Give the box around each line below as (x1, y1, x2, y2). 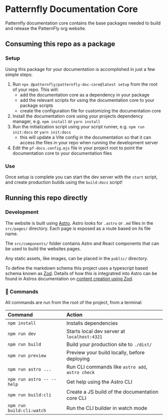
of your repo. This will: (12, 86, 59, 92)
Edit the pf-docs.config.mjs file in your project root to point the (12, 145, 142, 151)
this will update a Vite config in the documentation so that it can (19, 134, 151, 140)
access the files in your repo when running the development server (19, 139, 158, 145)
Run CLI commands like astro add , (66, 363, 147, 370)
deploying (66, 355, 90, 362)
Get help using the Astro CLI (66, 378, 132, 385)
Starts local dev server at (66, 328, 125, 335)
